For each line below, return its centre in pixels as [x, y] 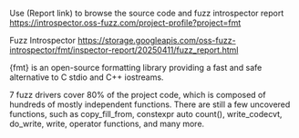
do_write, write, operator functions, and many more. [107, 123]
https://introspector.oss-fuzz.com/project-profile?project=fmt [125, 23]
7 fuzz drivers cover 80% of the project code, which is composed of [138, 95]
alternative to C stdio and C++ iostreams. [87, 77]
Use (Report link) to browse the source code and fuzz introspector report [147, 13]
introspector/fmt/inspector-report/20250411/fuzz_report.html [124, 50]
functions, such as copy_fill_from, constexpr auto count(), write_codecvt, [146, 114]
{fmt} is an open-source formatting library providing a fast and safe [136, 68]
